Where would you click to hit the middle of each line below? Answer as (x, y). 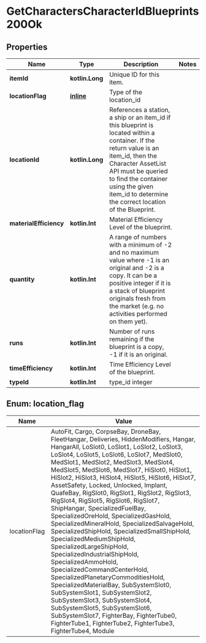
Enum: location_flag (45, 404)
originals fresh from (138, 298)
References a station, (140, 110)
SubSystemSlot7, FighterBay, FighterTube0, (114, 615)
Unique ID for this (135, 75)
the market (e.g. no (137, 306)
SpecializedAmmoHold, (85, 561)
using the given (132, 187)
